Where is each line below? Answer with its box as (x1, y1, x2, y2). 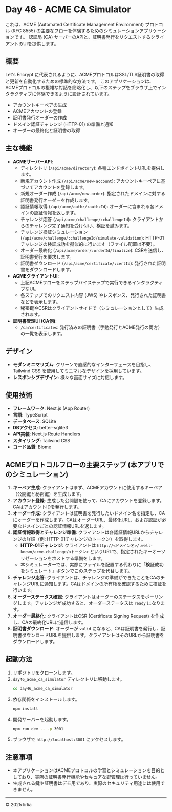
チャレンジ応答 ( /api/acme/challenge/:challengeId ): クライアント (20, 216, 160, 222)
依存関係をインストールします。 (12, 696, 80, 702)
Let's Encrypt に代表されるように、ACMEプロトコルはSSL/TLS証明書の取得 (5, 71, 165, 77)
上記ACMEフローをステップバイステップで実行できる (20, 279, 132, 285)
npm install (12, 706, 38, 711)
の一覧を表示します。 (20, 330, 66, 336)
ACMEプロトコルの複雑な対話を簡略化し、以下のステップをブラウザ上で (5, 84, 158, 90)
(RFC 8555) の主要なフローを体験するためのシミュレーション (11, 27, 140, 34)
